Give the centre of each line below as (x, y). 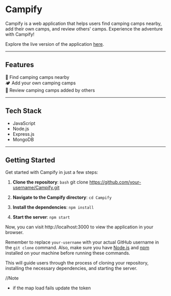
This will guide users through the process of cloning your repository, (77, 263)
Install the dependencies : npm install (53, 208)
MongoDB (23, 139)
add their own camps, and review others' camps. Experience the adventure (84, 28)
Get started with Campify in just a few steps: (52, 172)
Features (20, 65)
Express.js (23, 134)
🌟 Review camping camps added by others (50, 90)
